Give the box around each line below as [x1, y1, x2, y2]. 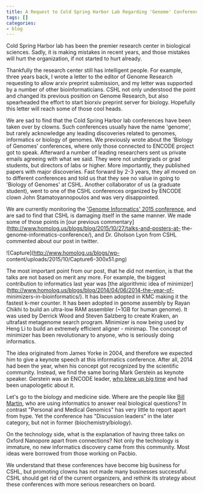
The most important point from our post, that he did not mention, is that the [6, 267, 193, 275]
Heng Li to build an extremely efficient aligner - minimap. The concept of [6, 325, 187, 332]
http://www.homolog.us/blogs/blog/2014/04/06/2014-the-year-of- [8, 287, 174, 294]
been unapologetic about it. [6, 381, 75, 389]
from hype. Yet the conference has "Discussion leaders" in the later [6, 413, 174, 420]
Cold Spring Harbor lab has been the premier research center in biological [6, 42, 191, 49]
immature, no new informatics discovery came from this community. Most [6, 444, 190, 451]
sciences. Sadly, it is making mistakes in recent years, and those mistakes [6, 49, 190, 56]
